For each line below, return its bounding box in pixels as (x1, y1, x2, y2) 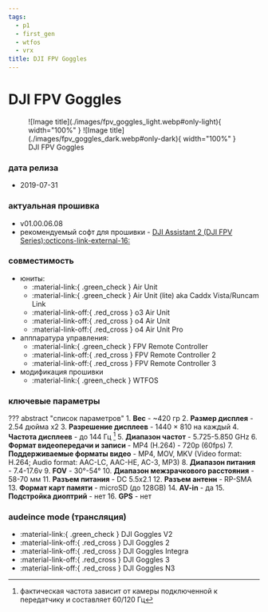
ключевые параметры (8, 395, 100, 407)
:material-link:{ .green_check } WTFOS (31, 376, 159, 385)
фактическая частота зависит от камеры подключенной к (19, 586, 218, 596)
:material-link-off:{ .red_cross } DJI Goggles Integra (19, 546, 189, 556)
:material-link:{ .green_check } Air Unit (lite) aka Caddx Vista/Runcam (31, 290, 259, 300)
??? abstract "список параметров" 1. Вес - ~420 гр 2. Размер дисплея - (8, 414, 254, 423)
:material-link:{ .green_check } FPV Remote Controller (31, 341, 209, 351)
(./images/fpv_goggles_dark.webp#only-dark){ (28, 133, 182, 143)
